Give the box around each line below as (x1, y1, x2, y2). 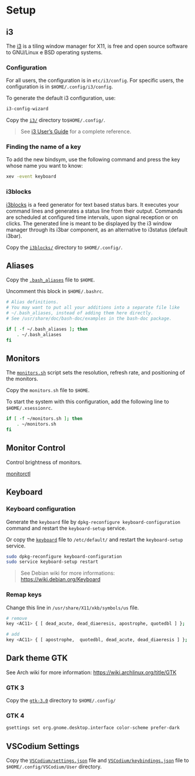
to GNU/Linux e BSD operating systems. (6, 49, 103, 56)
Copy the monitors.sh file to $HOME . (6, 387, 90, 394)
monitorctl (6, 470, 31, 477)
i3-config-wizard (6, 106, 49, 112)
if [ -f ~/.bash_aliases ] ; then (6, 326, 88, 332)
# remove (6, 615, 28, 621)
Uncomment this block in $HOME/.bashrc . (6, 288, 104, 295)
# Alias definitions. (6, 299, 59, 305)
